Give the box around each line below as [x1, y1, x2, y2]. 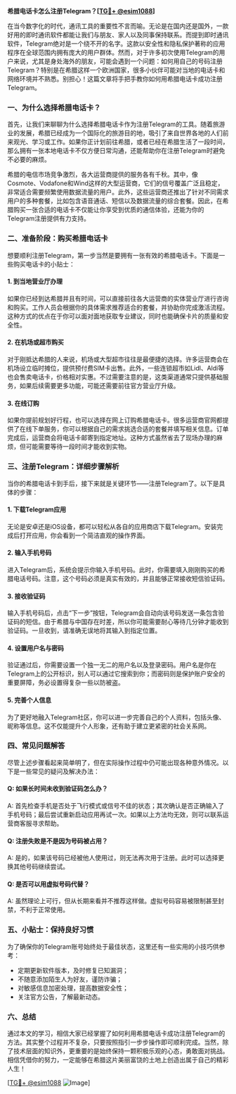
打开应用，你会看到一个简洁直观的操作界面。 [19, 531, 149, 540]
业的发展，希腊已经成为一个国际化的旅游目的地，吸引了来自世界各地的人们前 [7, 129, 229, 137]
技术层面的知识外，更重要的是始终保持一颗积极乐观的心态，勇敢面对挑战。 [13, 1047, 229, 1055]
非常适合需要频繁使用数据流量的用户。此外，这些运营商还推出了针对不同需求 [7, 188, 229, 197]
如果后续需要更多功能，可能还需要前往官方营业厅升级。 [19, 382, 180, 390]
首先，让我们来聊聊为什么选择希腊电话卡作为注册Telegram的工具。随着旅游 [7, 120, 225, 129]
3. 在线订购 [7, 399, 40, 407]
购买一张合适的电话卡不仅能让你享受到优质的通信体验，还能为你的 [13, 206, 204, 214]
